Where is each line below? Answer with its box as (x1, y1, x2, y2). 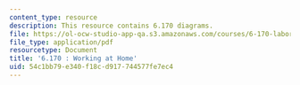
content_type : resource (9, 12, 98, 22)
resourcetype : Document (9, 46, 98, 55)
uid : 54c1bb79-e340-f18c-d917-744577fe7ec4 (9, 63, 174, 72)
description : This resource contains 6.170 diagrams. (9, 21, 214, 30)
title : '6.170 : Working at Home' (9, 54, 138, 63)
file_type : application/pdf (9, 37, 114, 47)
